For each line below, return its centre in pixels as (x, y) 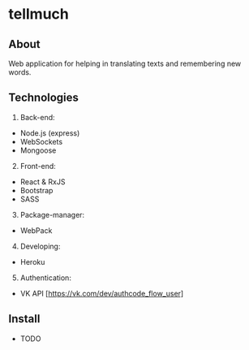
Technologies (44, 98)
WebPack (36, 230)
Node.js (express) (50, 133)
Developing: (40, 246)
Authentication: (45, 278)
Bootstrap (36, 190)
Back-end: (37, 117)
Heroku (32, 261)
